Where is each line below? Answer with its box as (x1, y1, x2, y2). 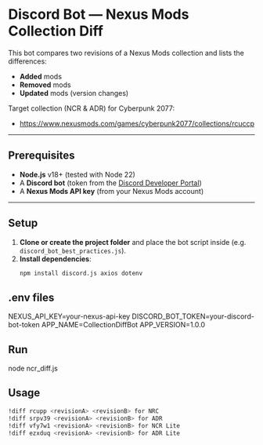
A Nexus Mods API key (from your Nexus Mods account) (19, 186, 204, 195)
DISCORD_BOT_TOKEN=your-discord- (131, 312, 254, 321)
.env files (8, 290, 55, 304)
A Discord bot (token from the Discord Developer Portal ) (19, 178, 202, 188)
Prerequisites (8, 149, 75, 162)
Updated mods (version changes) (19, 88, 129, 97)
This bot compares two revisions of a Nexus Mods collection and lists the (8, 48, 244, 57)
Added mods (19, 71, 63, 81)
